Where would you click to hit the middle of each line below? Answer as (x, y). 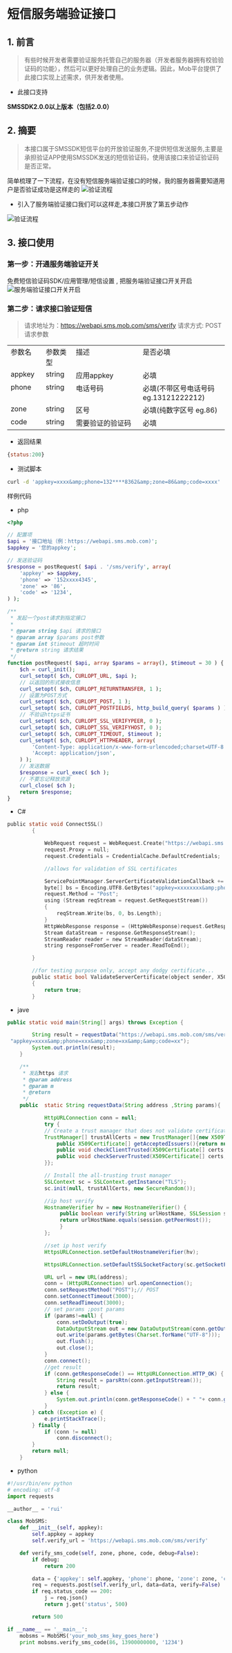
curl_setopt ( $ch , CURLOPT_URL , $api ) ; (78, 676)
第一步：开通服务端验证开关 (53, 264)
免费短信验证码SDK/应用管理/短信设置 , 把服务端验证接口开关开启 (100, 281)
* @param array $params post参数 (57, 637)
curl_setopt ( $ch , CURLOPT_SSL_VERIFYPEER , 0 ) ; (91, 721)
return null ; (51, 1451)
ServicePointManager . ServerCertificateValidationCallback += (134, 881)
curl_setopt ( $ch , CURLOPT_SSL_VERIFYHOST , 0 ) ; (91, 727)
